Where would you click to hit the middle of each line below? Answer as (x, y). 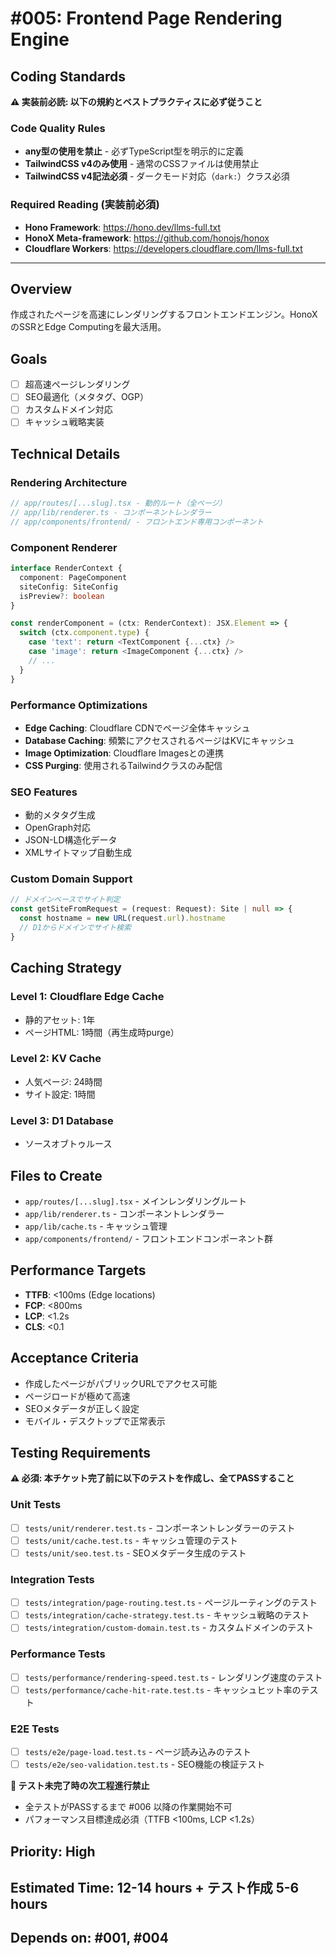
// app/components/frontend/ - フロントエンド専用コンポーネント (137, 522)
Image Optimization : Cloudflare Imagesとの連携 (124, 753)
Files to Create (56, 1175)
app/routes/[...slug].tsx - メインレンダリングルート (135, 1201)
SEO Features (44, 792)
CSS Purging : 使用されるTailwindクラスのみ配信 (123, 765)
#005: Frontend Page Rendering (146, 18)
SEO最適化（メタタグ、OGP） (86, 397)
